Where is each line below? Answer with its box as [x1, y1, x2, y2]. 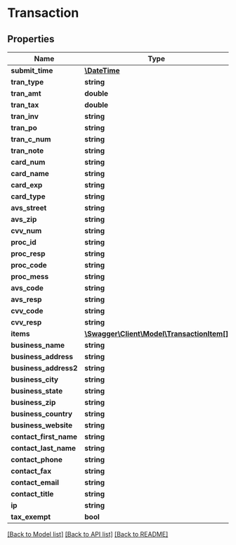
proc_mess [11, 272, 49, 281]
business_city [11, 375, 58, 384]
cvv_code [11, 306, 44, 315]
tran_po [11, 123, 37, 132]
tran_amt [11, 89, 41, 98]
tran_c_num [11, 134, 51, 144]
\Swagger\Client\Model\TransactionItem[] [84, 329, 229, 339]
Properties [7, 33, 55, 45]
